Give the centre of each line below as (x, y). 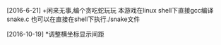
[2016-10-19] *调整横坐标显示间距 (55, 34)
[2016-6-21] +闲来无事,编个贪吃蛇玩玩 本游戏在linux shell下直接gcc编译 (110, 10)
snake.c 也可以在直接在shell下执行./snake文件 (73, 19)
